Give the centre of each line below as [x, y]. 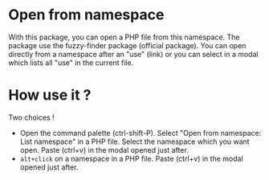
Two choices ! [31, 117]
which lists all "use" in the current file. [71, 63]
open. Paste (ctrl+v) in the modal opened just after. [104, 149]
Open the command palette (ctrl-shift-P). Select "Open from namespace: [141, 133]
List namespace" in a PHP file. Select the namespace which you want [135, 141]
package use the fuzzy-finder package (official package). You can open [127, 45]
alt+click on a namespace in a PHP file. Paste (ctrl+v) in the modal [131, 158]
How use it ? [50, 95]
